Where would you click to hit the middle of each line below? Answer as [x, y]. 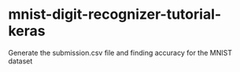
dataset [20, 61]
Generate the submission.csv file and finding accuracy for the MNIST [120, 52]
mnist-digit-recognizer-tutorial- [115, 14]
